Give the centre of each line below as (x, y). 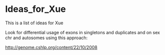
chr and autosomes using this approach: (46, 38)
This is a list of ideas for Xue (34, 23)
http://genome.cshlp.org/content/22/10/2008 (51, 47)
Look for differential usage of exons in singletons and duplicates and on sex (82, 32)
